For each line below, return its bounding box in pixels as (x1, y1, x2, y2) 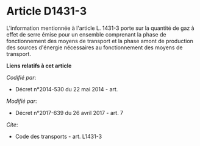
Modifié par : (6, 97, 38, 105)
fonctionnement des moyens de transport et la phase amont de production (6, 37, 194, 44)
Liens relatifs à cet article (6, 62, 72, 69)
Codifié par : (6, 74, 37, 81)
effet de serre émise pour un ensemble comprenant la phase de (6, 30, 166, 38)
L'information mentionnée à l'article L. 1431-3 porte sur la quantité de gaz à (6, 24, 195, 32)
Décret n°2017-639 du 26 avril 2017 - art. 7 (15, 109, 124, 116)
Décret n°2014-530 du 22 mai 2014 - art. (15, 85, 118, 92)
